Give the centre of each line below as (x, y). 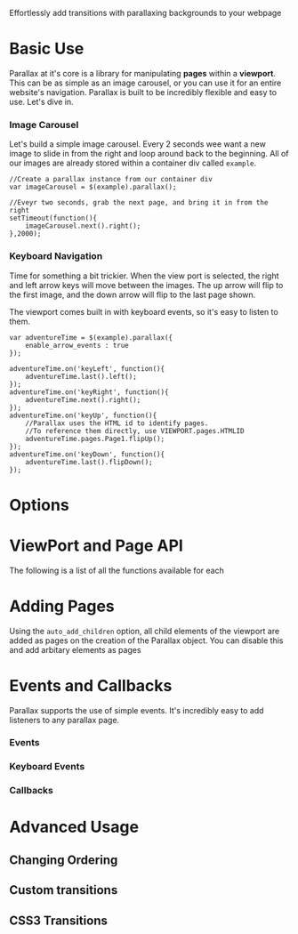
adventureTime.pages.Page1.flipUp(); (95, 439)
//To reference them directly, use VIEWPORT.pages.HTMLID (135, 431)
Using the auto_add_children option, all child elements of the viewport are (145, 631)
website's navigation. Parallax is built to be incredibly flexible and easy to (143, 92)
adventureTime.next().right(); (83, 399)
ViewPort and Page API (97, 545)
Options (39, 505)
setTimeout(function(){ (53, 218)
